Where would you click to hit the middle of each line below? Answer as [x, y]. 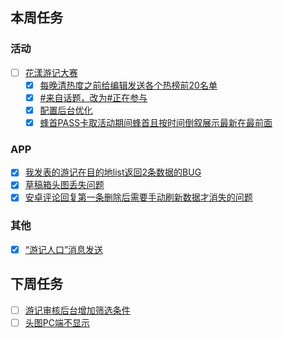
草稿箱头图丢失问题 [64, 185]
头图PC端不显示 [57, 322]
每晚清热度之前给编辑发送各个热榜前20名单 [128, 85]
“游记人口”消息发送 [64, 249]
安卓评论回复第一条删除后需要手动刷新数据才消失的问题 [138, 197]
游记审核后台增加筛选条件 [77, 310]
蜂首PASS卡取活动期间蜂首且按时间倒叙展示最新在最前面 [156, 122]
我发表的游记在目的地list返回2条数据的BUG [113, 172]
